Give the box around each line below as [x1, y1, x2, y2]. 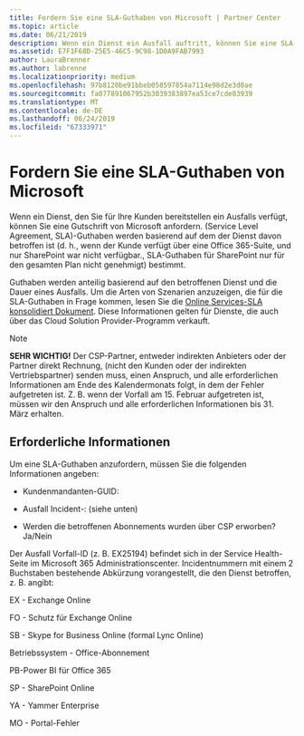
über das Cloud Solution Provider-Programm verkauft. [9, 315, 211, 326]
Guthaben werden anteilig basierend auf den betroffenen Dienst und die [9, 276, 278, 287]
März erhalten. [9, 408, 64, 419]
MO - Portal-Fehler [9, 717, 80, 728]
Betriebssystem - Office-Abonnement [9, 647, 150, 658]
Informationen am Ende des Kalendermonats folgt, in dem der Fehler [9, 379, 265, 390]
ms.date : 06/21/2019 [9, 30, 88, 39]
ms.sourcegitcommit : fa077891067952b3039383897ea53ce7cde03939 [9, 89, 253, 98]
